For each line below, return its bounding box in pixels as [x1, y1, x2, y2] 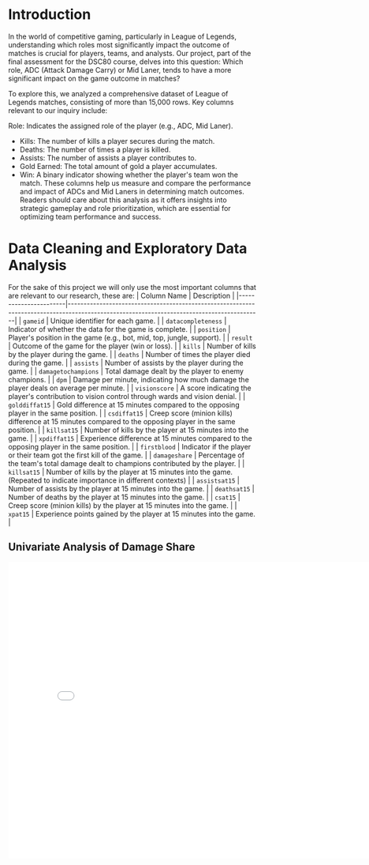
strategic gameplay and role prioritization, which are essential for [19, 203, 231, 212]
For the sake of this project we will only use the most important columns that [8, 282, 256, 291]
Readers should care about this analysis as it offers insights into [19, 195, 227, 205]
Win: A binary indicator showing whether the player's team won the [19, 170, 239, 179]
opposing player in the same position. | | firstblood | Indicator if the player [8, 442, 252, 451]
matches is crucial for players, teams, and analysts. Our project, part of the [8, 48, 252, 58]
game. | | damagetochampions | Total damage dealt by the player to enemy [8, 366, 244, 376]
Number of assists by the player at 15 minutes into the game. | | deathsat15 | [8, 483, 255, 493]
